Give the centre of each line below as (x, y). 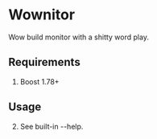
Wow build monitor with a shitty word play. (78, 37)
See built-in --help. (52, 126)
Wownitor (41, 15)
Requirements (44, 62)
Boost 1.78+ (39, 81)
